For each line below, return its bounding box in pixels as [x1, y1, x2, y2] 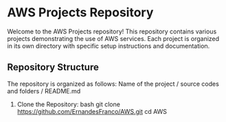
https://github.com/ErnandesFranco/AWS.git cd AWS [16, 107, 167, 115]
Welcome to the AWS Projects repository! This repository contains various [7, 27, 217, 35]
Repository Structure [7, 61, 100, 73]
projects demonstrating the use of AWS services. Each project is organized [7, 34, 220, 42]
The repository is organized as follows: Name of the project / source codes [7, 80, 220, 88]
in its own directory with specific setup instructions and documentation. [7, 42, 210, 50]
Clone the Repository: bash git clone [16, 100, 120, 108]
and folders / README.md [7, 87, 81, 95]
